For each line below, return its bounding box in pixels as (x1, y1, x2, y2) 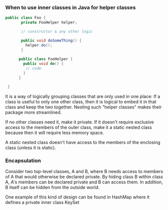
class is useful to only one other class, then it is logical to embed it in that (5, 98, 156, 104)
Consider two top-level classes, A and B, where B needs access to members (5, 168, 163, 174)
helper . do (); (25, 42, 53, 47)
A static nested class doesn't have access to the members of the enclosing (5, 139, 160, 145)
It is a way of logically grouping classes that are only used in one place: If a (5, 93, 160, 99)
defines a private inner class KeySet (5, 199, 80, 205)
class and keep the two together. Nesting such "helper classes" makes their (5, 104, 162, 110)
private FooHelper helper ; (21, 20, 78, 25)
